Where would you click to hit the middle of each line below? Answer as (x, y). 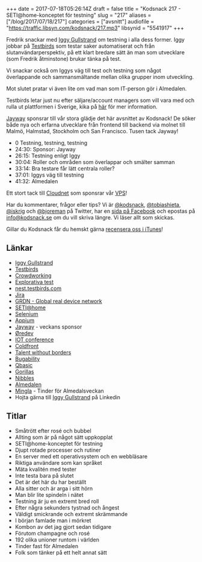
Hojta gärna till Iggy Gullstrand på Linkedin (68, 397)
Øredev (24, 333)
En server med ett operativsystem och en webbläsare (81, 456)
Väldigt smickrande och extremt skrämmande (71, 514)
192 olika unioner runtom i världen (57, 540)
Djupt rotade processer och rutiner (58, 450)
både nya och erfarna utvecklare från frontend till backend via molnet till (96, 125)
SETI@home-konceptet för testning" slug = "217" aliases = (79, 15)
